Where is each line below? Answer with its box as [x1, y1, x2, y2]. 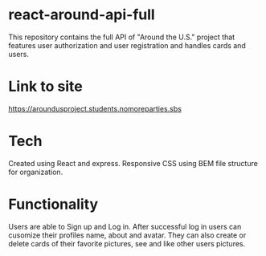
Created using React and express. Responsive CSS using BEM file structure [8, 158, 259, 168]
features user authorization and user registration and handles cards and [8, 40, 247, 50]
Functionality [8, 195, 99, 213]
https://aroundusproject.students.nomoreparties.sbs [8, 104, 182, 113]
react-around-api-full [8, 6, 155, 24]
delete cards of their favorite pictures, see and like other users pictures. [8, 238, 246, 248]
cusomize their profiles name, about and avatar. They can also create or [8, 230, 247, 240]
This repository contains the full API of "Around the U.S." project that [8, 32, 235, 42]
